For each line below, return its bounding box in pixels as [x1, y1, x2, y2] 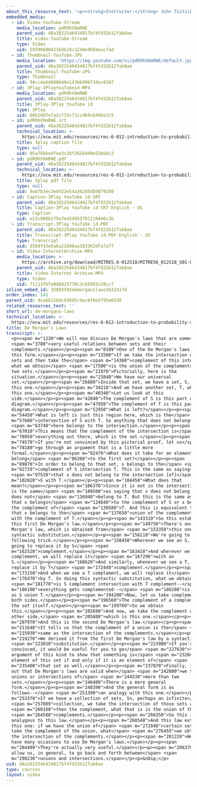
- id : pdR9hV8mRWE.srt [11, 118, 67, 124]
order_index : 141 [6, 292, 49, 298]
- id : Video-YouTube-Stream [11, 19, 80, 25]
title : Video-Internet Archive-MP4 [16, 270, 104, 276]
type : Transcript [16, 238, 59, 243]
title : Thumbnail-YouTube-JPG [16, 69, 91, 74]
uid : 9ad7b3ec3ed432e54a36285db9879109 [16, 188, 114, 194]
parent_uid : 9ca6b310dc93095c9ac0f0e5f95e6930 [6, 297, 122, 304]
